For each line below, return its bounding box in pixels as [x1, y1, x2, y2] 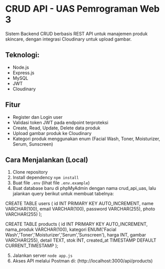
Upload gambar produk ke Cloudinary [12, 130, 92, 136]
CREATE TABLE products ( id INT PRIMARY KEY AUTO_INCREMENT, [5, 221, 148, 227]
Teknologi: [5, 51, 40, 59]
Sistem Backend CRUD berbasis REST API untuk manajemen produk [5, 30, 148, 37]
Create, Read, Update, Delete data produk [12, 125, 101, 131]
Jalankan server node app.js [12, 252, 73, 259]
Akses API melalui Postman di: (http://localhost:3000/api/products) [12, 258, 153, 264]
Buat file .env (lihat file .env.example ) [12, 180, 90, 186]
